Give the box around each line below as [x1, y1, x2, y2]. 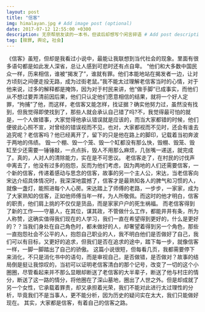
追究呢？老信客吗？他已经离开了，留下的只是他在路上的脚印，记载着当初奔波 [6, 131, 199, 138]
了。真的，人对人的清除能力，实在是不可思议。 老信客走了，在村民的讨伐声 [6, 154, 195, 161]
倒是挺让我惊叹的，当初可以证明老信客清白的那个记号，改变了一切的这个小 [11, 261, 199, 268]
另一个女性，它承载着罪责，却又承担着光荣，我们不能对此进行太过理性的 [6, 284, 188, 291]
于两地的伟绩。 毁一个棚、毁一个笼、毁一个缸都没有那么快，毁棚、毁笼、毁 [6, 139, 195, 146]
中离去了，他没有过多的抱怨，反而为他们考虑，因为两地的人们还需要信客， [6, 162, 193, 169]
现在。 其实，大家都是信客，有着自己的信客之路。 [6, 299, 131, 306]
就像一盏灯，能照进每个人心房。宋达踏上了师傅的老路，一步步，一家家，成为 [6, 184, 199, 192]
